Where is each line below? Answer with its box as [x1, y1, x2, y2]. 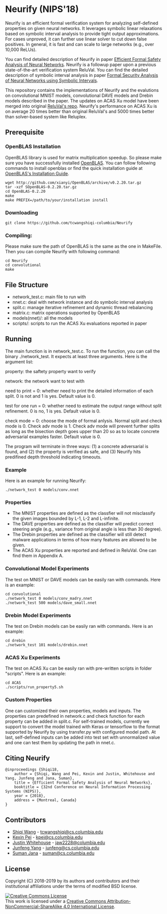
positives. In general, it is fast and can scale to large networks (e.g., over [5, 41, 155, 47]
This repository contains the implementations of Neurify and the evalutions [5, 87, 159, 93]
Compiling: [5, 232, 32, 239]
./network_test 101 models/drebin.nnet [5, 643, 88, 648]
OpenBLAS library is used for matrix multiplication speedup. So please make [5, 154, 162, 160]
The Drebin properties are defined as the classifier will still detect [12, 531, 147, 537]
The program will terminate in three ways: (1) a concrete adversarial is [5, 443, 149, 449]
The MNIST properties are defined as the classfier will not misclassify [12, 510, 156, 516]
